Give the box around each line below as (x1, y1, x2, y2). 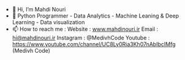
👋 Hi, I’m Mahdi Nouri (12, 6, 66, 13)
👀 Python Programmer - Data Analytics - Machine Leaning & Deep (12, 12, 179, 19)
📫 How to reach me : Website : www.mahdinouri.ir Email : (12, 25, 158, 33)
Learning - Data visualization (12, 19, 85, 25)
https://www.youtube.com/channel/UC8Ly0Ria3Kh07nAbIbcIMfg (12, 41, 176, 48)
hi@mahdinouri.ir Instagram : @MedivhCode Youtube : (12, 34, 150, 41)
